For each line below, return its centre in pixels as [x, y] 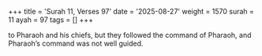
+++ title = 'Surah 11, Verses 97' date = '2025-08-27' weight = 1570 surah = [131, 11]
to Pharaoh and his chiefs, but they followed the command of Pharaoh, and [130, 35]
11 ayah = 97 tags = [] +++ [51, 20]
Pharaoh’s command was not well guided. [76, 43]
